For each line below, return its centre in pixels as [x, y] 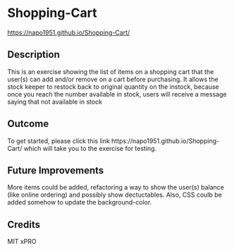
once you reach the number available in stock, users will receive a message [117, 94]
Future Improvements [56, 170]
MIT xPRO [22, 242]
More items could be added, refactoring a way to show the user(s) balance [116, 188]
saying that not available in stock [55, 102]
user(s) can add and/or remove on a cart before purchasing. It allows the [113, 79]
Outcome [28, 124]
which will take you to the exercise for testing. [90, 148]
